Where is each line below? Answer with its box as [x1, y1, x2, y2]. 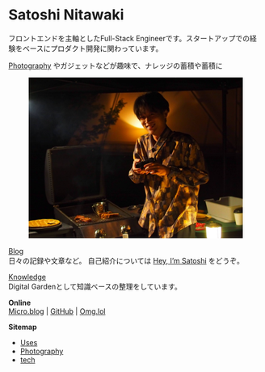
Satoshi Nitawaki [8, 6, 124, 24]
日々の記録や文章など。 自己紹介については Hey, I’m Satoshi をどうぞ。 [8, 256, 244, 265]
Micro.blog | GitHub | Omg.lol [8, 306, 106, 316]
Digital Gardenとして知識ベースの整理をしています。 [8, 281, 182, 291]
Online [8, 298, 32, 307]
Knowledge [8, 272, 47, 281]
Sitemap [8, 322, 38, 332]
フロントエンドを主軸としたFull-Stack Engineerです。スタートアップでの [8, 33, 250, 43]
